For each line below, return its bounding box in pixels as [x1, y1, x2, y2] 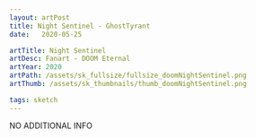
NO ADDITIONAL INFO [9, 120, 93, 131]
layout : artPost [9, 13, 70, 22]
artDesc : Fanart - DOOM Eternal [9, 55, 130, 64]
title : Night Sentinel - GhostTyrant [9, 22, 151, 30]
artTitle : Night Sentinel [9, 46, 106, 55]
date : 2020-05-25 [9, 30, 83, 39]
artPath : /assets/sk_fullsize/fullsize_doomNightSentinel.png [9, 71, 247, 81]
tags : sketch [9, 95, 58, 104]
